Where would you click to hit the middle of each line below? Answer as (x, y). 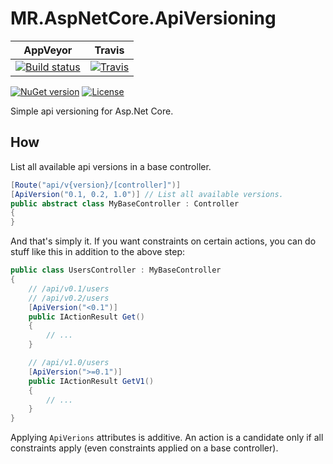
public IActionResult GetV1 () (91, 381)
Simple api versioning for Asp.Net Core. (92, 111)
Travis (109, 50)
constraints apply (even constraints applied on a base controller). (144, 448)
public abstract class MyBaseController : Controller (125, 203)
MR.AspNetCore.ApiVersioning (143, 18)
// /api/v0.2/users (69, 298)
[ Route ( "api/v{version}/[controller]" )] (96, 185)
